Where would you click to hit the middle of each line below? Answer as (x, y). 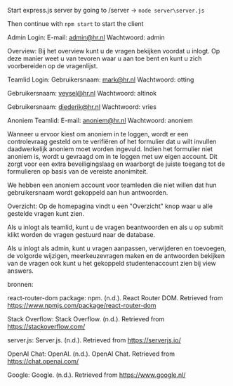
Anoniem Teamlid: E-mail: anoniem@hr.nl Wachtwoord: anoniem (100, 120)
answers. (20, 271)
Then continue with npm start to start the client (75, 24)
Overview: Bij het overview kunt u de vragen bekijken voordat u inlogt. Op (114, 51)
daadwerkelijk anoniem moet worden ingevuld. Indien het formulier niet (110, 149)
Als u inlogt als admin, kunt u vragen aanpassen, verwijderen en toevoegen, (117, 248)
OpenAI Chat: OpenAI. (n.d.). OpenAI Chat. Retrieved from (91, 354)
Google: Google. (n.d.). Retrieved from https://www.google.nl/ (96, 375)
